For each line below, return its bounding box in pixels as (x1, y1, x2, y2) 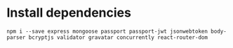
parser (6, 33, 26, 41)
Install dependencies (6, 5, 131, 21)
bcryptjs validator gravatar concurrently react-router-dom (28, 33, 208, 41)
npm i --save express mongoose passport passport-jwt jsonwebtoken (6, 28, 208, 35)
